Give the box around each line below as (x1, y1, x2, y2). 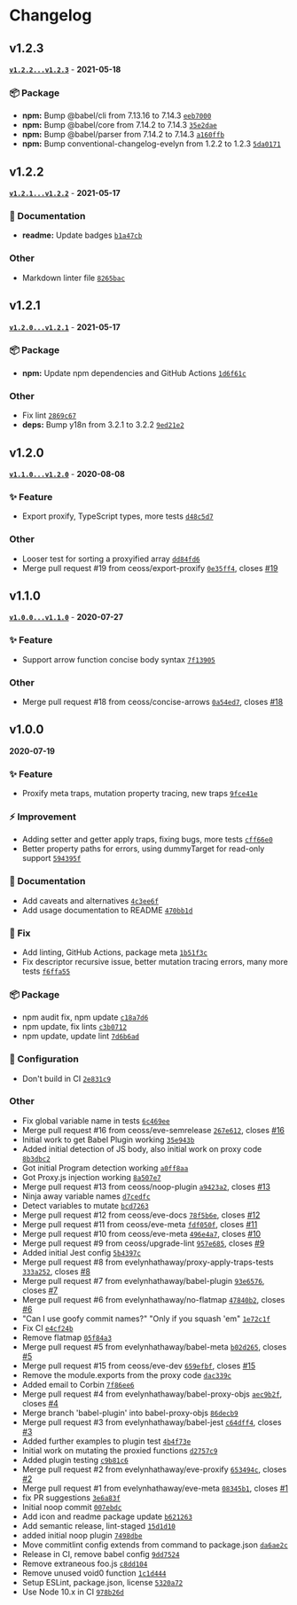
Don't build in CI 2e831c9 (21, 1073, 112, 1084)
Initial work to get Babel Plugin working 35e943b (21, 1134, 195, 1145)
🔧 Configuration (9, 1053, 80, 1065)
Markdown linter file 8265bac (21, 272, 126, 283)
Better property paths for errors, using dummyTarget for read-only (21, 843, 265, 854)
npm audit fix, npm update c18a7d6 (21, 1012, 149, 1022)
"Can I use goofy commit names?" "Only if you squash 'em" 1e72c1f (21, 1313, 271, 1324)
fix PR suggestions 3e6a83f (21, 1491, 121, 1503)
